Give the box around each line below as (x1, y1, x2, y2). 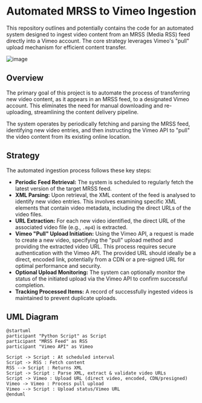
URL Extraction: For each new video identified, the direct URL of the (15, 217, 186, 224)
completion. (15, 281, 45, 288)
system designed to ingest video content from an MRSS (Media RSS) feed (6, 30, 191, 38)
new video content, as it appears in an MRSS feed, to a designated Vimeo (6, 95, 189, 102)
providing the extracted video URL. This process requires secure (15, 242, 177, 250)
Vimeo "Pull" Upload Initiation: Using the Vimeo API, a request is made (15, 230, 194, 237)
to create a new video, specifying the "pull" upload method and (15, 236, 174, 244)
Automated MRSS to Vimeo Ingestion (6, 4, 197, 18)
